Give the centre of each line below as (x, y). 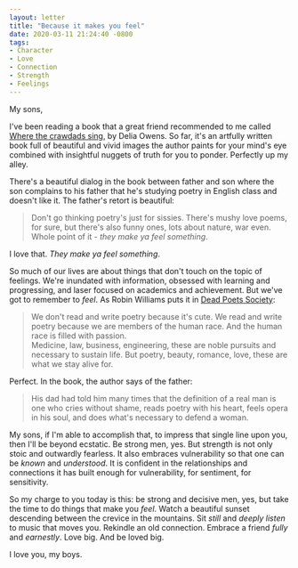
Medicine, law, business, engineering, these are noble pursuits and (153, 345)
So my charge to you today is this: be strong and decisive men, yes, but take (149, 499)
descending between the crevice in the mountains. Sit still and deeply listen (148, 518)
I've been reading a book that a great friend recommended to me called (140, 126)
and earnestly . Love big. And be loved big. (87, 537)
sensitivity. (29, 482)
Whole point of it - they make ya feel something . (120, 236)
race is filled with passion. (79, 336)
